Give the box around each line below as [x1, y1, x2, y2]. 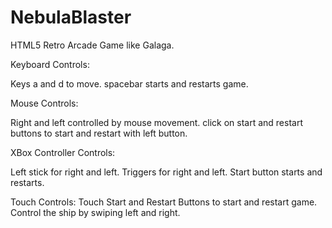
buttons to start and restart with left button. [10, 127, 188, 139]
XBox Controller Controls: [10, 146, 116, 158]
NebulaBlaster [10, 6, 132, 29]
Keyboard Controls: [10, 58, 90, 70]
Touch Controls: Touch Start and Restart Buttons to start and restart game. [10, 196, 318, 208]
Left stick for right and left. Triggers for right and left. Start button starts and [10, 166, 323, 178]
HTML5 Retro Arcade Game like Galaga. [10, 39, 175, 51]
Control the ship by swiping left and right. [10, 206, 181, 218]
